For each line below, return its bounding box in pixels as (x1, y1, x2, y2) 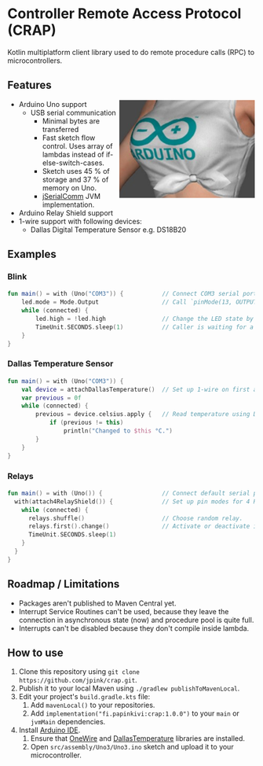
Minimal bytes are (42, 116, 100, 126)
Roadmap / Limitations (7, 577, 120, 591)
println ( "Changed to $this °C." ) (63, 427, 174, 435)
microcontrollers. (7, 56, 63, 65)
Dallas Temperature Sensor (7, 359, 114, 370)
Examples (7, 248, 57, 261)
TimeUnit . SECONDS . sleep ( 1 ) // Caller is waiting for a (35, 323, 254, 331)
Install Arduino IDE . (18, 725, 81, 735)
